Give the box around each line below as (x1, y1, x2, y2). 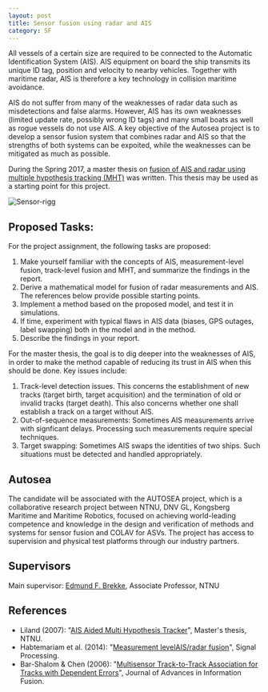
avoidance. (8, 82, 45, 92)
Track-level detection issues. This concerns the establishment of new (19, 382, 250, 391)
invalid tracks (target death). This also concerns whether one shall (19, 398, 238, 408)
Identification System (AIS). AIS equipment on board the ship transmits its (8, 57, 250, 66)
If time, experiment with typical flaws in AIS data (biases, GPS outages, (19, 317, 254, 326)
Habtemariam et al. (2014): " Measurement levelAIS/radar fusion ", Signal (19, 642, 257, 652)
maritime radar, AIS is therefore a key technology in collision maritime (8, 74, 238, 84)
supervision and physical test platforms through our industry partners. (8, 537, 240, 546)
